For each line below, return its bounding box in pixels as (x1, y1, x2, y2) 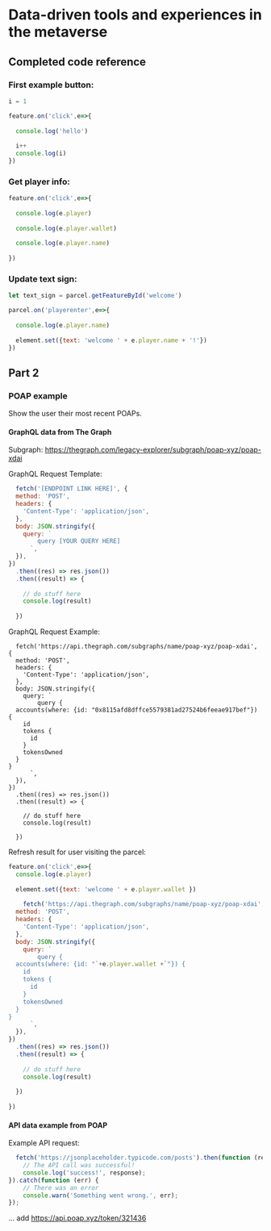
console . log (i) (15, 149, 67, 158)
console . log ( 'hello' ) (15, 127, 89, 135)
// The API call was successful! (23, 1162, 135, 1170)
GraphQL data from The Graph (8, 427, 112, 436)
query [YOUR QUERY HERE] (37, 537, 121, 545)
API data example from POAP (8, 1120, 108, 1130)
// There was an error (23, 1183, 99, 1191)
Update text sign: (8, 273, 77, 284)
